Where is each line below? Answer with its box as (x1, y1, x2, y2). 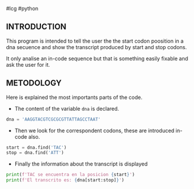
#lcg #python (6, 5, 39, 12)
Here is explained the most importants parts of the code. (6, 94, 142, 101)
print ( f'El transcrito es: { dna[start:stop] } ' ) (6, 177, 125, 183)
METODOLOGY (6, 78, 62, 88)
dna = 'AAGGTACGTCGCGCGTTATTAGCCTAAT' (6, 116, 101, 122)
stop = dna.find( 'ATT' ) (6, 150, 64, 156)
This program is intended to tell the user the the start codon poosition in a (6, 37, 184, 44)
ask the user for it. (6, 61, 50, 68)
